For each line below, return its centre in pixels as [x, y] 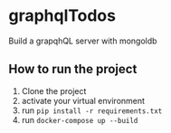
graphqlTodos [62, 16]
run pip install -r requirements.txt [92, 110]
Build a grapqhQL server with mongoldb [83, 41]
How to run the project [73, 69]
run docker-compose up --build [80, 119]
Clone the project [54, 90]
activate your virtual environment [83, 100]
